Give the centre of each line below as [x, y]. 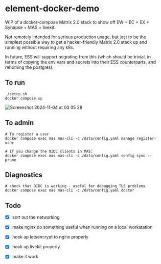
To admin [20, 123]
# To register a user [27, 134]
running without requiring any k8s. [40, 47]
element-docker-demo [52, 9]
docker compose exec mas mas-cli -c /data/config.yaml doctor [70, 190]
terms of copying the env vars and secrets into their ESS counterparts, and [80, 62]
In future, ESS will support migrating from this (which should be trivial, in [78, 56]
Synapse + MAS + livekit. [30, 27]
